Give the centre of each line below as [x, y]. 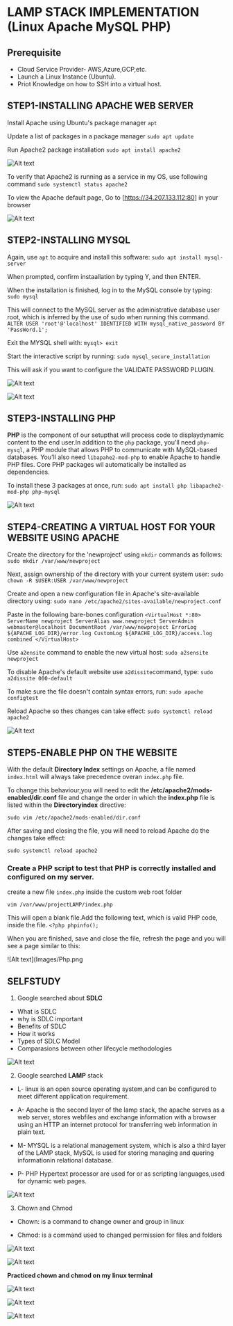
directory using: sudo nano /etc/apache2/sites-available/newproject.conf [114, 601]
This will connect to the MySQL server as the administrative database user [113, 310]
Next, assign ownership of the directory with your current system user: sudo [115, 574]
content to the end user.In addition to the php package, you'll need [102, 442]
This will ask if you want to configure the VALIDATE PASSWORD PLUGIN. [111, 369]
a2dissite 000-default [40, 679]
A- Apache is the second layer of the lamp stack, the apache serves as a [121, 1110]
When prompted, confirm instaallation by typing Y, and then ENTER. [104, 276]
